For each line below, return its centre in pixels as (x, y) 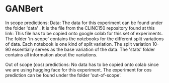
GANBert (24, 9)
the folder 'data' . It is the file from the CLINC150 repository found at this (80, 28)
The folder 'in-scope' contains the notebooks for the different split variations (84, 39)
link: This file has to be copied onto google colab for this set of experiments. (84, 33)
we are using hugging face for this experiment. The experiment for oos (78, 70)
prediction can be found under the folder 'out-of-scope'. (63, 75)
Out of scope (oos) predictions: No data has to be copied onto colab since (82, 64)
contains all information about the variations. (51, 55)
